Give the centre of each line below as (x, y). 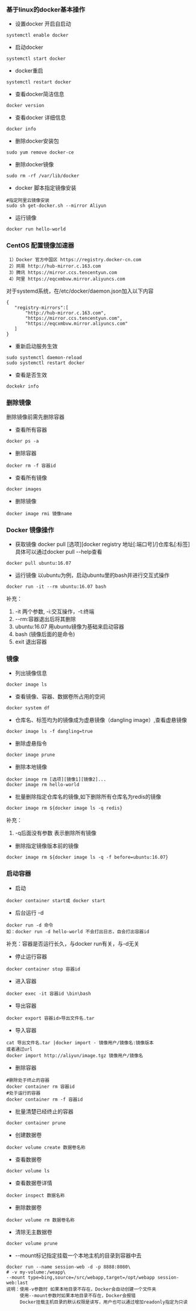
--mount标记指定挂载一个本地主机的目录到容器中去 (78, 1255)
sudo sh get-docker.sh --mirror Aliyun (56, 206)
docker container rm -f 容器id (45, 1099)
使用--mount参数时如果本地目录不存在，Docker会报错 (77, 1295)
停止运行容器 (31, 956)
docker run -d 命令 (30, 925)
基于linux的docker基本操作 (46, 9)
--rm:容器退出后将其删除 (46, 619)
